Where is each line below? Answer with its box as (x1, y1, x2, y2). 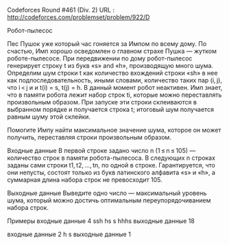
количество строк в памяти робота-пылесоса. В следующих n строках (7, 154, 216, 162)
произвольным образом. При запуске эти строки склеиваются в (7, 98, 197, 106)
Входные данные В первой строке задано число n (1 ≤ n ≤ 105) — (7, 147, 196, 154)
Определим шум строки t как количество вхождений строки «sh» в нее (7, 69, 218, 77)
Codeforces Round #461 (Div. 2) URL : (7, 6, 115, 14)
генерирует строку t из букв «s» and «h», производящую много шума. (7, 62, 214, 69)
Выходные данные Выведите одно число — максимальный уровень (7, 189, 207, 197)
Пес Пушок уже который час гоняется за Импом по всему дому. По (7, 40, 207, 47)
